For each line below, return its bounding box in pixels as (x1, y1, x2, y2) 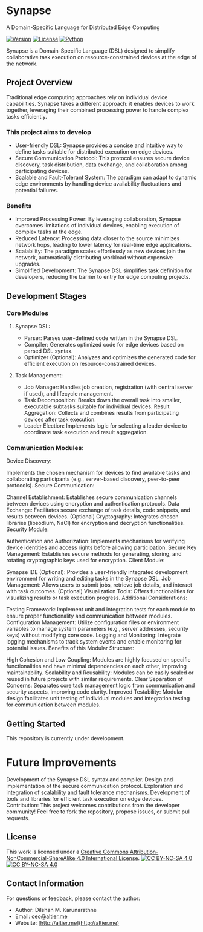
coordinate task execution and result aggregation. (24, 429, 148, 436)
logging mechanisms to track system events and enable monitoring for (6, 638, 182, 645)
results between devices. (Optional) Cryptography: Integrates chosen (6, 513, 179, 520)
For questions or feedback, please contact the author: (6, 895, 141, 902)
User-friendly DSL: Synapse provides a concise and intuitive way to (14, 142, 183, 149)
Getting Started (6, 719, 66, 729)
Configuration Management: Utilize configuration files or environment (6, 619, 179, 626)
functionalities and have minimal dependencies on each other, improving (6, 663, 187, 670)
